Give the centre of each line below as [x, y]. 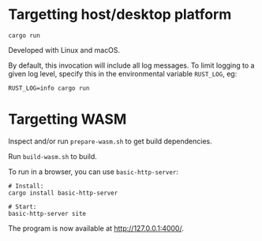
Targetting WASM [67, 119]
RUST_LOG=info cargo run [49, 88]
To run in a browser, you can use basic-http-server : [94, 172]
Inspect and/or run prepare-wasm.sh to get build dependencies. [110, 141]
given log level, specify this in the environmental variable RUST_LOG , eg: [123, 73]
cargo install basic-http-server [63, 193]
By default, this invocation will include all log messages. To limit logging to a [131, 65]
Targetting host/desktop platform [120, 15]
